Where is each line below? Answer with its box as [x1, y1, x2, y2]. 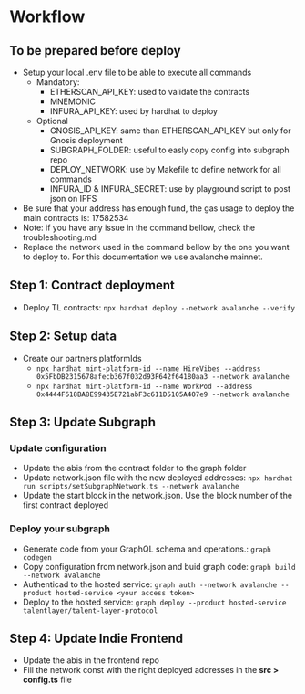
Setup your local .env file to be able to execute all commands [22, 67, 252, 78]
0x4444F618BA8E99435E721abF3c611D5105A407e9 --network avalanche [36, 390, 290, 399]
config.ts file [22, 674, 73, 686]
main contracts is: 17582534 [22, 213, 129, 223]
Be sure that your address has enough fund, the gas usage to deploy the [22, 203, 295, 214]
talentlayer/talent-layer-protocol [22, 605, 158, 615]
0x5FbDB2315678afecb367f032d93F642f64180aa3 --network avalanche [36, 372, 290, 381]
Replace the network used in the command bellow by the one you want [22, 242, 290, 252]
